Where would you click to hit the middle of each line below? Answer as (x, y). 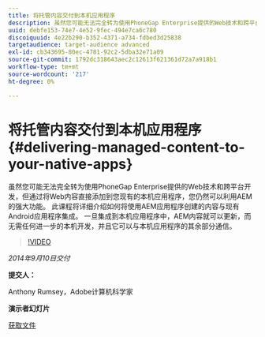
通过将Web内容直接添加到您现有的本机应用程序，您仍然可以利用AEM (140, 197)
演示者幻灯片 (29, 309)
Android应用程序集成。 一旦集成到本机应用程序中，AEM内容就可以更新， (126, 216)
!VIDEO (39, 242)
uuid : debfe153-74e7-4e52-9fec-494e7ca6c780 (82, 30)
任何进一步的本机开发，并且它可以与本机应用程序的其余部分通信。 (129, 227)
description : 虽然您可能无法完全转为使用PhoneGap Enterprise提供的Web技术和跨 (129, 23)
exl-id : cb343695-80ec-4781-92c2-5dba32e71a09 (86, 52)
